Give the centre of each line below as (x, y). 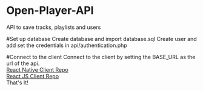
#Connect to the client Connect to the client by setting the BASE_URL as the (101, 57)
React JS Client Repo (33, 76)
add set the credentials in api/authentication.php (67, 45)
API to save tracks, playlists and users (54, 27)
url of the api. (23, 63)
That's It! (17, 83)
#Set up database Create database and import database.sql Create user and (101, 39)
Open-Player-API (50, 11)
